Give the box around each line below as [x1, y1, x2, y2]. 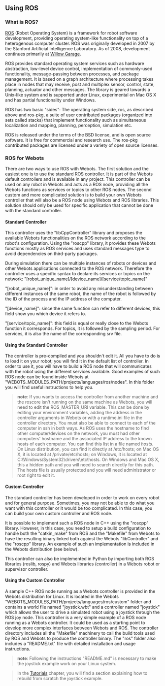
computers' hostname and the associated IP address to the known [17, 436, 152, 442]
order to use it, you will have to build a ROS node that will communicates [5, 363, 152, 369]
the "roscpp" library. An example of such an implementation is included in [5, 541, 155, 547]
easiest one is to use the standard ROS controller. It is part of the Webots [5, 171, 153, 177]
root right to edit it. [17, 472, 55, 478]
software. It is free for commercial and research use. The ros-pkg [5, 137, 138, 143]
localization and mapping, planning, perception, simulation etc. [5, 122, 132, 128]
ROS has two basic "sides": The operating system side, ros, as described [5, 106, 154, 112]
